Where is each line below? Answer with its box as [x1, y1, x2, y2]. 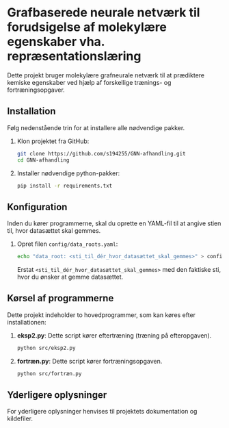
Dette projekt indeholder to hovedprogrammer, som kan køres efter [7, 310, 196, 319]
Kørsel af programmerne [7, 292, 114, 304]
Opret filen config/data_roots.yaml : [16, 240, 118, 248]
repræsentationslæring [7, 49, 142, 64]
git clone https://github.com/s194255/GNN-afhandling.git [16, 150, 186, 157]
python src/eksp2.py [16, 344, 76, 351]
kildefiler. [7, 414, 33, 423]
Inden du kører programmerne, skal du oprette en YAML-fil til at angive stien [7, 219, 221, 227]
